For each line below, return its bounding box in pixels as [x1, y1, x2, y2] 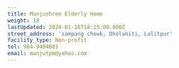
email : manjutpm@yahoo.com [7, 50, 87, 57]
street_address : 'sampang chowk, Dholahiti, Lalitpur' [7, 30, 173, 38]
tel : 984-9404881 [7, 43, 59, 50]
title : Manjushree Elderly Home [7, 10, 103, 18]
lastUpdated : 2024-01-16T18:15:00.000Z [7, 23, 126, 30]
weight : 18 [7, 17, 40, 24]
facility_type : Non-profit [7, 37, 87, 44]
